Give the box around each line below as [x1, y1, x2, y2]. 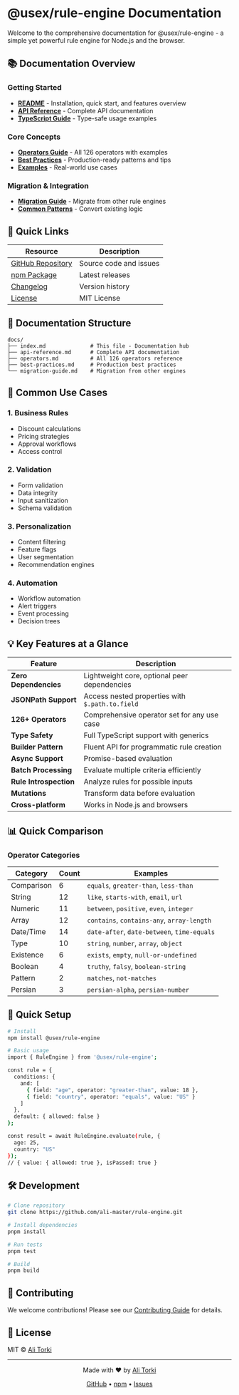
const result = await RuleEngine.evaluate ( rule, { [7, 1133, 161, 1140]
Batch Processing [11, 765, 73, 775]
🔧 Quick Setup [7, 1009, 72, 1021]
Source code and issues [79, 259, 160, 269]
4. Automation [7, 579, 58, 588]
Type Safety [11, 730, 53, 740]
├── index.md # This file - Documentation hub [7, 342, 190, 350]
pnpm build [7, 1267, 40, 1275]
